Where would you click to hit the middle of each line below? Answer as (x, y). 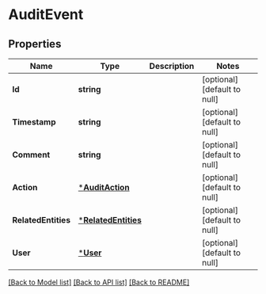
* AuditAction (104, 187)
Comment (31, 155)
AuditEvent (46, 15)
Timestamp (34, 122)
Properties (35, 44)
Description (172, 66)
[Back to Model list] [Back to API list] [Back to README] (99, 282)
